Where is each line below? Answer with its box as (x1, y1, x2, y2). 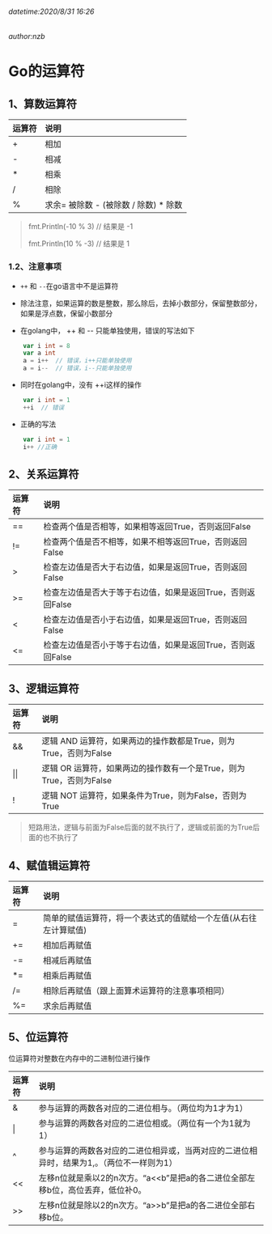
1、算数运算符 (8, 97, 78, 111)
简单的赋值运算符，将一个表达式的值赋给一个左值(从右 (43, 912, 249, 923)
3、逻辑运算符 (8, 681, 79, 695)
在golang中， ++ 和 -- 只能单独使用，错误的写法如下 (19, 325, 196, 335)
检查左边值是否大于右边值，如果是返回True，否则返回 (43, 562, 248, 573)
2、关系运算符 (8, 467, 79, 481)
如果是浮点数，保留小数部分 (19, 308, 113, 318)
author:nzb (8, 32, 46, 41)
